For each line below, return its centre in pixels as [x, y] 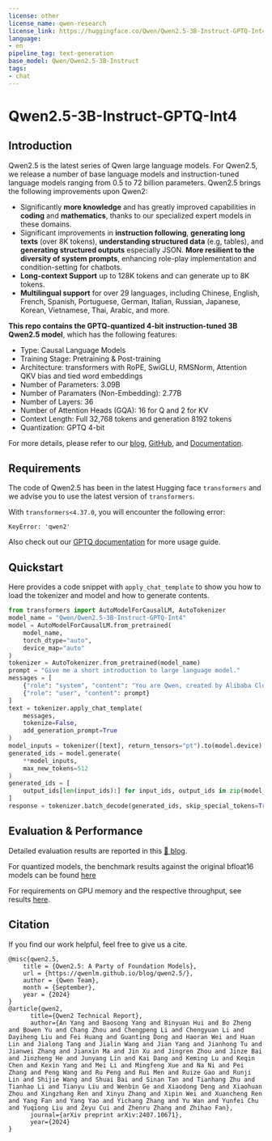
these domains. [46, 224]
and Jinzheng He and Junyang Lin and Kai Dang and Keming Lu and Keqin [132, 1058]
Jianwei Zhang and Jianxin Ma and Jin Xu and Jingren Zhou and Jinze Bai [136, 1051]
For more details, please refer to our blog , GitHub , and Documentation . [126, 443]
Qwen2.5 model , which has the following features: [93, 334]
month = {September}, [59, 987]
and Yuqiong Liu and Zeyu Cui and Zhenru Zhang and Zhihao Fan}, [121, 1108]
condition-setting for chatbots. [71, 267]
